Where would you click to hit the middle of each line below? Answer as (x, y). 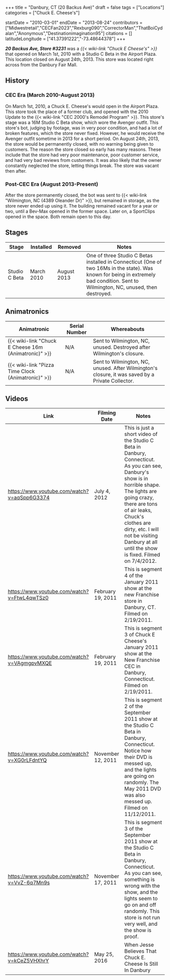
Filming (107, 413)
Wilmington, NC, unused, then (122, 287)
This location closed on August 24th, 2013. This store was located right (79, 59)
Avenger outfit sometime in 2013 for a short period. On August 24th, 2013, (82, 139)
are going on (139, 776)
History (17, 81)
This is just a (139, 428)
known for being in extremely (121, 275)
